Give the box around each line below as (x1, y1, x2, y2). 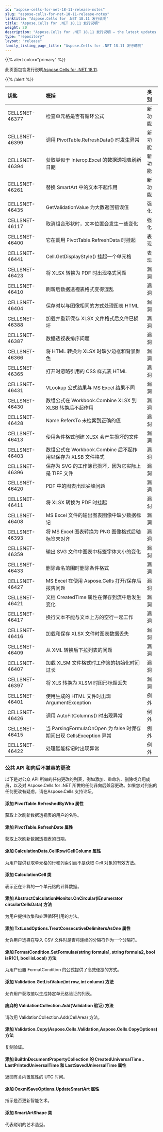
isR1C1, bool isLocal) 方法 (5, 955, 57, 961)
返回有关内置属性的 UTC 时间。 (5, 1074, 68, 1080)
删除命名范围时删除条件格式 (46, 565, 109, 571)
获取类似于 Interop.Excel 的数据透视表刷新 (46, 156, 142, 163)
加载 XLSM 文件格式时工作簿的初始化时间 (46, 659, 140, 666)
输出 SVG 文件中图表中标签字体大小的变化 (46, 548, 141, 555)
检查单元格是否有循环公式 (46, 113, 104, 120)
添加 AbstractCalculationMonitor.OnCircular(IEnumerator (5, 895, 123, 901)
